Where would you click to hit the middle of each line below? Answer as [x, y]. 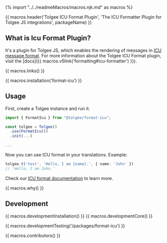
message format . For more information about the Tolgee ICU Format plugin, [83, 55]
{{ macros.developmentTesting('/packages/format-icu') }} [65, 225]
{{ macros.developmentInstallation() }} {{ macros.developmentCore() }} [79, 216]
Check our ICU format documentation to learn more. [59, 178]
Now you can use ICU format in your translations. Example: [66, 155]
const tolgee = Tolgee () [31, 127]
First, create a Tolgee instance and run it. [48, 108]
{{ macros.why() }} [25, 188]
